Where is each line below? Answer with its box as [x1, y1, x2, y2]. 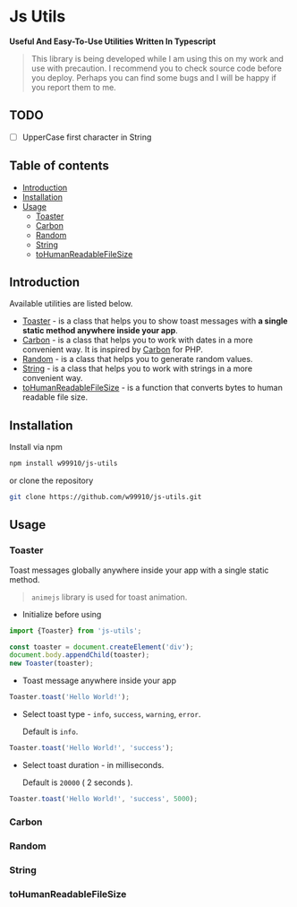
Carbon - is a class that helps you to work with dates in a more [21, 334, 253, 346]
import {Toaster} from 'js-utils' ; [9, 626, 142, 635]
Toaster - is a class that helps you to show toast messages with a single [21, 315, 288, 326]
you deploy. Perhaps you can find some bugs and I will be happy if [30, 72, 277, 82]
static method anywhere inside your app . [21, 325, 179, 336]
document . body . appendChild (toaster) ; [9, 651, 150, 660]
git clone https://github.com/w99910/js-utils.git [9, 493, 202, 502]
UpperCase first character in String [21, 132, 152, 143]
